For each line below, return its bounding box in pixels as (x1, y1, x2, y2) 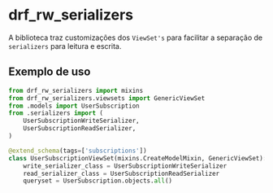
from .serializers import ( (8, 109, 104, 117)
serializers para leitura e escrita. (8, 41, 122, 50)
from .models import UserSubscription (8, 102, 140, 110)
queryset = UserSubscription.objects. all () (23, 177, 173, 185)
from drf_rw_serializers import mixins (8, 86, 144, 94)
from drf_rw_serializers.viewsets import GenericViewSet (8, 94, 206, 103)
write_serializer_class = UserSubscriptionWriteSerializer (23, 161, 227, 170)
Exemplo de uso (8, 65, 91, 79)
